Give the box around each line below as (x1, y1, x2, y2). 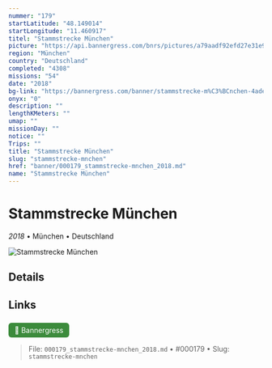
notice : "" (8, 132, 45, 140)
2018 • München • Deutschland (8, 231, 114, 241)
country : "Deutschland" (8, 57, 89, 66)
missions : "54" (8, 72, 60, 80)
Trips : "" (8, 139, 42, 148)
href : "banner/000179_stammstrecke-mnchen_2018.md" (8, 163, 186, 171)
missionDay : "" (8, 125, 60, 133)
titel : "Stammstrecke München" (8, 34, 114, 43)
